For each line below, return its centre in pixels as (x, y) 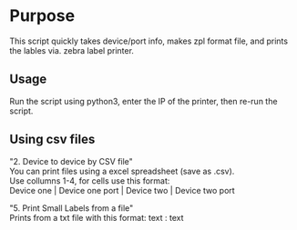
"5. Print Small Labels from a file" (72, 208)
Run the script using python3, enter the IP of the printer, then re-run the (143, 101)
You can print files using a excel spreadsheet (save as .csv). (122, 171)
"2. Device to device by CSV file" (72, 161)
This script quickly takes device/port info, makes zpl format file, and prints (149, 41)
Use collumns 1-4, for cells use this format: (90, 180)
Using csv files (52, 140)
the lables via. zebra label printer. (72, 50)
